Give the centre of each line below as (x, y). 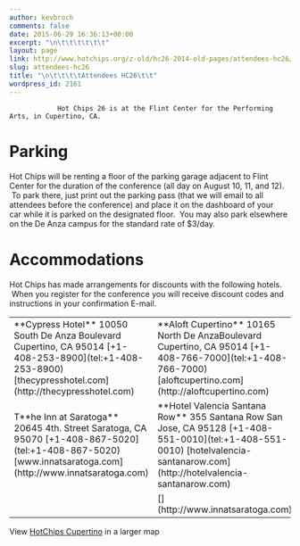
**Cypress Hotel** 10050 (71, 324)
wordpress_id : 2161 (46, 84)
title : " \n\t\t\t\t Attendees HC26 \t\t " (83, 76)
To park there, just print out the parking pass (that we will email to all (137, 195)
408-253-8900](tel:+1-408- (79, 358)
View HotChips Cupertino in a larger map (85, 531)
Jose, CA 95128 (192, 427)
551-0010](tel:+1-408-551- (222, 439)
